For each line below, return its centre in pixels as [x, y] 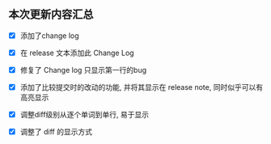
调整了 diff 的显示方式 [56, 132]
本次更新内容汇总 [51, 15]
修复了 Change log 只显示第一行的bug [83, 70]
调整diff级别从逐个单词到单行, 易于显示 [85, 115]
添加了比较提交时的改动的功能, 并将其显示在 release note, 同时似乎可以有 [142, 87]
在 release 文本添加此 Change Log [77, 53]
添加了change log [49, 36]
